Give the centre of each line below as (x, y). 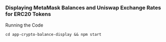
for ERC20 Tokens (28, 14)
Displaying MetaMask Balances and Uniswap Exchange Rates (83, 8)
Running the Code (24, 25)
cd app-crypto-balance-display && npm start (53, 35)
